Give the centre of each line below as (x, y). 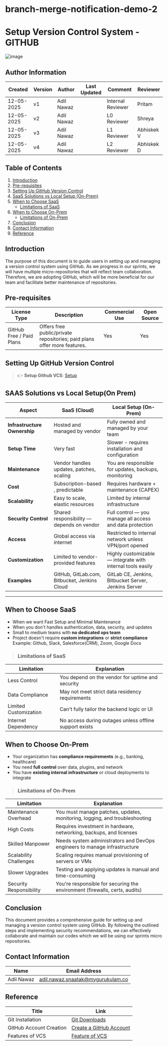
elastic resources (74, 504)
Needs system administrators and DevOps (105, 841)
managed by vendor (77, 431)
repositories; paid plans (67, 339)
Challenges (21, 862)
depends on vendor (77, 525)
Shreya (145, 118)
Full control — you (128, 512)
